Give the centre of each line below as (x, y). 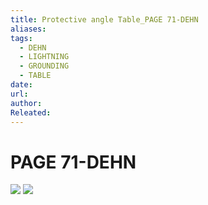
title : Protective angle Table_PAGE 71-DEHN (104, 19)
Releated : (31, 112)
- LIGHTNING (44, 57)
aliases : (28, 29)
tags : (21, 38)
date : (21, 85)
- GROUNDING (44, 66)
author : (26, 103)
